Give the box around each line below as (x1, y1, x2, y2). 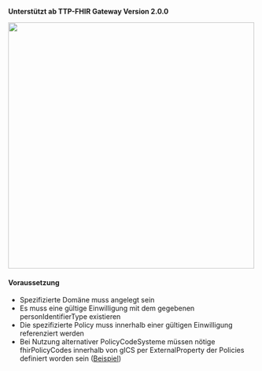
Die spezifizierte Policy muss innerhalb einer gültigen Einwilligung (19, 321, 234, 330)
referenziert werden (19, 328, 85, 338)
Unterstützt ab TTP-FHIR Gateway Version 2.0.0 (8, 7, 169, 16)
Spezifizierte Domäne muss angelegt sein (19, 295, 155, 305)
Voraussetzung (8, 277, 60, 287)
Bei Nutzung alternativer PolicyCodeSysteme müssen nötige (19, 337, 216, 347)
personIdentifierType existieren (19, 312, 121, 321)
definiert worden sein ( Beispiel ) (19, 354, 122, 363)
